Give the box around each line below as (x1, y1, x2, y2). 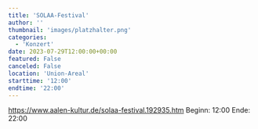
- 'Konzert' (15, 41, 55, 48)
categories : (8, 33, 47, 41)
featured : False (8, 56, 61, 63)
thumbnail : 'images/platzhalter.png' (8, 26, 132, 34)
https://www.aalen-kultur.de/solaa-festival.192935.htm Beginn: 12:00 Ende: (8, 106, 251, 115)
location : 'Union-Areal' (8, 70, 89, 77)
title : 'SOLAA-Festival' (8, 11, 89, 20)
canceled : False (8, 63, 61, 70)
